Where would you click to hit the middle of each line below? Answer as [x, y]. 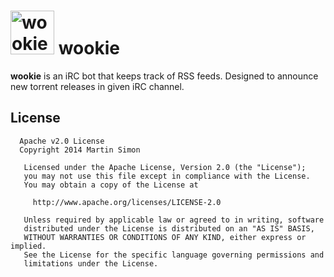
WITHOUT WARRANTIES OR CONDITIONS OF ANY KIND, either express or [165, 237]
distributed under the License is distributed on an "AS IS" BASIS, [169, 228]
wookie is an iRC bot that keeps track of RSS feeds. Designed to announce [164, 76]
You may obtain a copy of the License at [111, 185]
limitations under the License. [91, 263]
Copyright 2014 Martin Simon [80, 150]
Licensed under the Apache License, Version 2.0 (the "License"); [165, 167]
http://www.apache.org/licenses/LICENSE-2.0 [127, 202]
